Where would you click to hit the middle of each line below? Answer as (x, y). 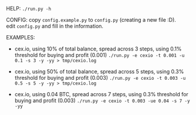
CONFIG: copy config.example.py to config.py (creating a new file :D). (91, 20)
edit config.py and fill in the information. (55, 26)
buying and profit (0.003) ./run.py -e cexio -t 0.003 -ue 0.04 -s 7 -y (102, 100)
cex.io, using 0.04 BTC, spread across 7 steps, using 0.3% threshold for (102, 94)
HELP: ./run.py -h (29, 9)
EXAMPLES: (21, 37)
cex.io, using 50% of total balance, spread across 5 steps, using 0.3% (99, 72)
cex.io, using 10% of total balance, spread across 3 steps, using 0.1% (98, 49)
